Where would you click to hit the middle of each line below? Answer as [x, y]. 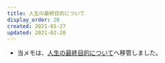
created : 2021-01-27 [37, 26]
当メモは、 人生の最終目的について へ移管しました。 [89, 53]
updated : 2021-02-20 [37, 33]
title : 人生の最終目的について [46, 13]
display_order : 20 [33, 20]
